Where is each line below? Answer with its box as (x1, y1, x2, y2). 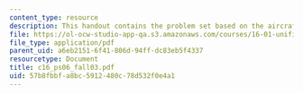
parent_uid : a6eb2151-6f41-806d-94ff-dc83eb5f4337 (9, 47, 204, 56)
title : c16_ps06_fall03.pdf (9, 64, 115, 73)
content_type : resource (9, 13, 99, 22)
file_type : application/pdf (9, 38, 115, 47)
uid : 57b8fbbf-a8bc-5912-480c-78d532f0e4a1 (9, 72, 176, 81)
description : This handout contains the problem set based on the (9, 21, 264, 30)
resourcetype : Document (9, 55, 99, 64)
